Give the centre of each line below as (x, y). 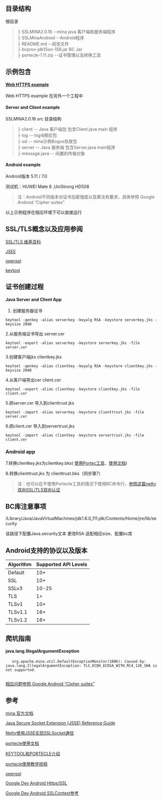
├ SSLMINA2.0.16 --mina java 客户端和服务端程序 (66, 32)
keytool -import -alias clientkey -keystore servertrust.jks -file (75, 435)
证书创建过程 (25, 287)
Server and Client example (33, 107)
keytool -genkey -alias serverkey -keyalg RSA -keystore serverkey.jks (79, 320)
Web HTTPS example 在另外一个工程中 (44, 96)
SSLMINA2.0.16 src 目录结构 (34, 119)
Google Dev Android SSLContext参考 (42, 793)
